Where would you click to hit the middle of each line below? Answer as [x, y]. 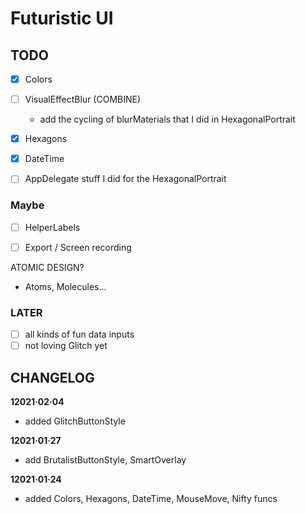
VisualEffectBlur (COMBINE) [83, 99]
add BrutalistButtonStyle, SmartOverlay [105, 459]
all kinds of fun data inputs [79, 334]
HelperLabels [52, 227]
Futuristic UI [62, 18]
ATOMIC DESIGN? [47, 267]
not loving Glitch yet [66, 346]
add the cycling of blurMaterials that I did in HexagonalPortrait [167, 119]
